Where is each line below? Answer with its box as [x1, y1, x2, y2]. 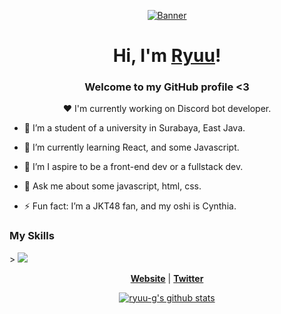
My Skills [9, 229, 55, 243]
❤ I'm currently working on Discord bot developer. [62, 103, 272, 115]
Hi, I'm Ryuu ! [112, 45, 222, 67]
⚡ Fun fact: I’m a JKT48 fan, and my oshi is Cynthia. [23, 200, 237, 212]
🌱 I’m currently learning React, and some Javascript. [23, 141, 240, 154]
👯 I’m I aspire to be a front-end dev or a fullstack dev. [23, 161, 244, 173]
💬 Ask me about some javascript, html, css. [23, 180, 202, 192]
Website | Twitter [130, 272, 204, 284]
